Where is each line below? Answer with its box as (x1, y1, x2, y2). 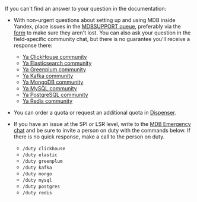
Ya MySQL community (22, 85, 77, 91)
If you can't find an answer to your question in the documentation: (5, 5, 167, 12)
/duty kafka (22, 165, 52, 171)
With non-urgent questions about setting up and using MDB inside (13, 17, 176, 23)
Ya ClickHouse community (22, 53, 87, 60)
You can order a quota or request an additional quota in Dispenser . (13, 109, 177, 116)
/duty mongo (22, 171, 52, 177)
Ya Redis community (22, 97, 73, 105)
